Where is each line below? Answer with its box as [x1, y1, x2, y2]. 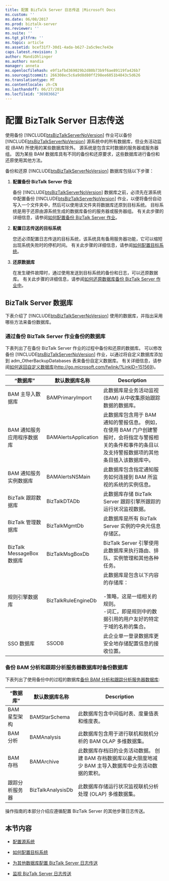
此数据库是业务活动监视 [103, 387, 159, 394]
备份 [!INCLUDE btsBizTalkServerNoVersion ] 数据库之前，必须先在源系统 [12, 189, 162, 195]
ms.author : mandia [5, 59, 44, 64]
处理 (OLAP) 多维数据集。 [77, 790, 139, 797]
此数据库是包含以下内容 [103, 571, 159, 578]
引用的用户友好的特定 [108, 616, 159, 623]
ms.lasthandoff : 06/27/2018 [5, 86, 64, 92]
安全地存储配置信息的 [103, 640, 154, 647]
